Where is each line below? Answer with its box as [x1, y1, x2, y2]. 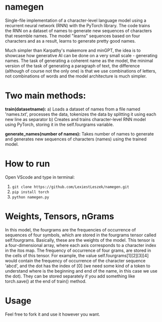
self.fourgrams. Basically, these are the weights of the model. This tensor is [5, 237, 155, 243]
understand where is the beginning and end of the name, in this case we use [5, 268, 158, 274]
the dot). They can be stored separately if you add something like [5, 273, 135, 279]
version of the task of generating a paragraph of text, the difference [5, 62, 140, 69]
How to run [5, 158, 50, 169]
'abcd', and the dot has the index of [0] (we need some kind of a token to [5, 263, 151, 269]
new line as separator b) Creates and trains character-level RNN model [5, 116, 146, 122]
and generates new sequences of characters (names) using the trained [5, 136, 147, 142]
